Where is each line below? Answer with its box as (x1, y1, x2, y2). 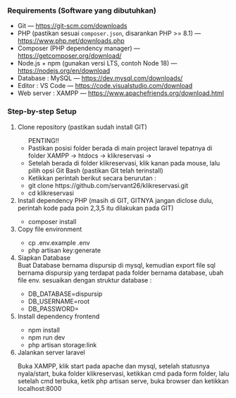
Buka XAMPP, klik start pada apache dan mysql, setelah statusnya (17, 361, 210, 370)
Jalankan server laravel (17, 348, 86, 356)
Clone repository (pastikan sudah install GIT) (17, 123, 147, 131)
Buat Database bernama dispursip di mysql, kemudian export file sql (17, 261, 216, 269)
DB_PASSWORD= (27, 304, 80, 313)
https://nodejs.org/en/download (17, 66, 111, 75)
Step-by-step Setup (7, 106, 77, 116)
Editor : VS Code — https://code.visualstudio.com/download (17, 82, 193, 90)
